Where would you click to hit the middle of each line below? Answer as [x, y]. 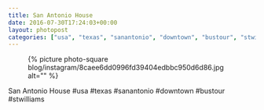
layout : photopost [38, 30]
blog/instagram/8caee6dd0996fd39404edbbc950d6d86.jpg [126, 68]
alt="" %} [43, 76]
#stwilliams [26, 99]
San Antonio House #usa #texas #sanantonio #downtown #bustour [117, 91]
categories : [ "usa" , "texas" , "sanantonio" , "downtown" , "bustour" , [123, 37]
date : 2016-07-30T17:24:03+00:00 [63, 23]
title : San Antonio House [50, 15]
